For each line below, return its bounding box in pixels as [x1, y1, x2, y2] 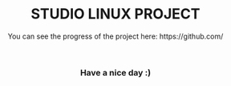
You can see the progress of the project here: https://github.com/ [7, 31, 224, 41]
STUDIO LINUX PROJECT [30, 5, 201, 23]
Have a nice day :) [79, 67, 152, 78]
